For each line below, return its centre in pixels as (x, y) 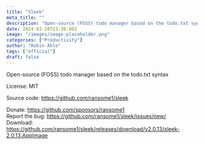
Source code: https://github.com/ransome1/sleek (67, 98)
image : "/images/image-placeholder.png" (58, 35)
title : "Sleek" (25, 12)
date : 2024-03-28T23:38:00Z (42, 29)
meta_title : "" (25, 18)
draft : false (23, 57)
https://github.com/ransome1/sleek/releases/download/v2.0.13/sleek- (93, 129)
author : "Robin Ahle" (34, 46)
